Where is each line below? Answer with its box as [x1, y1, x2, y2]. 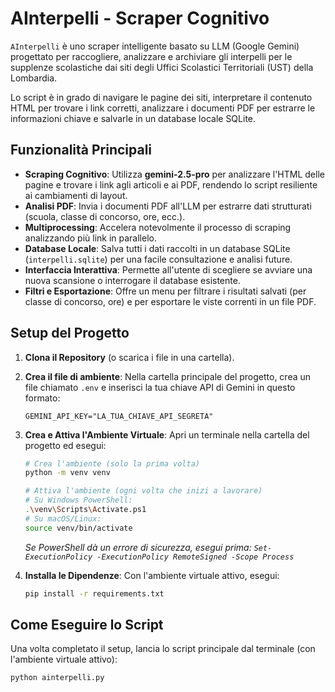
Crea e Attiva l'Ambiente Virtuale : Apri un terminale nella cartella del [24, 428, 310, 441]
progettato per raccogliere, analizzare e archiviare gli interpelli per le [10, 50, 293, 62]
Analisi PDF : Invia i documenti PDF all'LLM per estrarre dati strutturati [24, 200, 312, 212]
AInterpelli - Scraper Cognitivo [10, 7, 270, 30]
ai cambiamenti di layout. [24, 189, 128, 201]
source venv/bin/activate [24, 523, 133, 533]
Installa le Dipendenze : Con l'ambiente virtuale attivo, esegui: [24, 569, 280, 581]
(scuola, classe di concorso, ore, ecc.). [24, 210, 186, 222]
